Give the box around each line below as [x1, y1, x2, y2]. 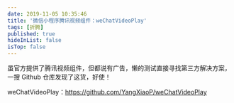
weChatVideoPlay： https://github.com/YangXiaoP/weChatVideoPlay [7, 88, 207, 96]
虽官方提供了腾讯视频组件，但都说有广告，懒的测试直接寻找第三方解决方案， [7, 64, 231, 72]
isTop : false [7, 43, 46, 50]
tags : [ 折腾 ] [7, 23, 44, 31]
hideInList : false [7, 37, 62, 44]
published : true [7, 30, 55, 38]
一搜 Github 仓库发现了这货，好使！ [7, 72, 111, 81]
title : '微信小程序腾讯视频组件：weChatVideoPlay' [7, 17, 147, 24]
